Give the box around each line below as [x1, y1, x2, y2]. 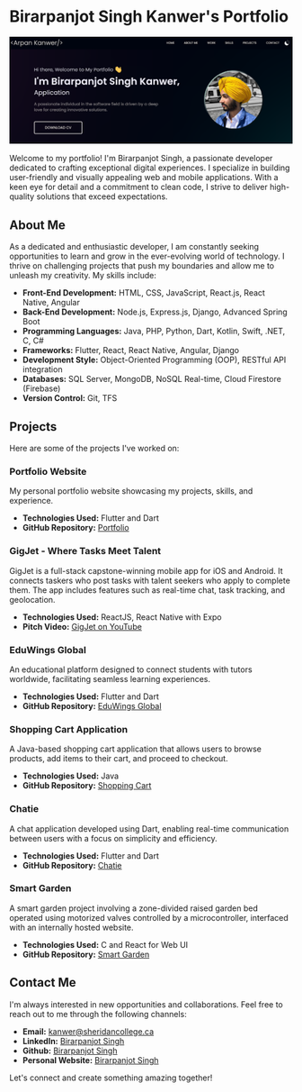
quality [9, 191, 35, 202]
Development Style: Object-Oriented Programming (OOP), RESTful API [22, 354, 287, 366]
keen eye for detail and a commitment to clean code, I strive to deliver [9, 182, 268, 193]
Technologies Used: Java [22, 770, 120, 781]
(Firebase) [22, 383, 61, 394]
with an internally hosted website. [9, 922, 134, 933]
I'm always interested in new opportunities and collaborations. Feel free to [9, 998, 283, 1010]
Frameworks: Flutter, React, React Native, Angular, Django [22, 345, 240, 356]
